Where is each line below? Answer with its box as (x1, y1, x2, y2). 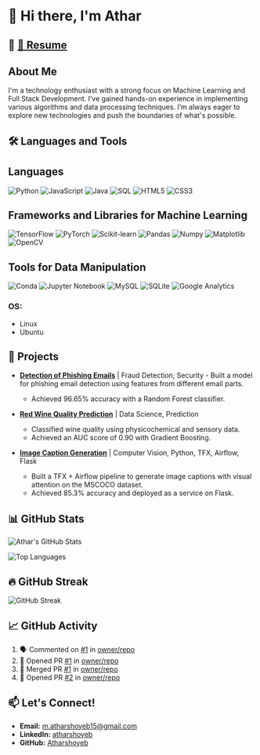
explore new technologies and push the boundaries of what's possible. (8, 111, 237, 120)
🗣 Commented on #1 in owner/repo (19, 644, 135, 654)
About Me (8, 64, 57, 78)
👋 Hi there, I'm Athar (8, 7, 143, 25)
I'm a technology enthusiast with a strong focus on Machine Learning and (8, 86, 246, 95)
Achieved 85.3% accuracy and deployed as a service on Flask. (31, 488, 234, 498)
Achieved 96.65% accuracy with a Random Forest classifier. (31, 394, 226, 403)
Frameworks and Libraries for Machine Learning (8, 208, 248, 222)
